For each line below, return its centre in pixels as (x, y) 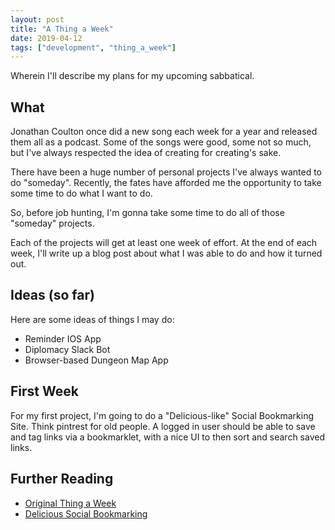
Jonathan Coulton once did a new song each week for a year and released (164, 132)
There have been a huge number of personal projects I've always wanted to (166, 172)
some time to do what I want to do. (81, 193)
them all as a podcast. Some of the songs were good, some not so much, (161, 142)
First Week (44, 391)
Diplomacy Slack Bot (67, 349)
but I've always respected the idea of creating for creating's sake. (146, 153)
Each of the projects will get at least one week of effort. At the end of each (164, 243)
